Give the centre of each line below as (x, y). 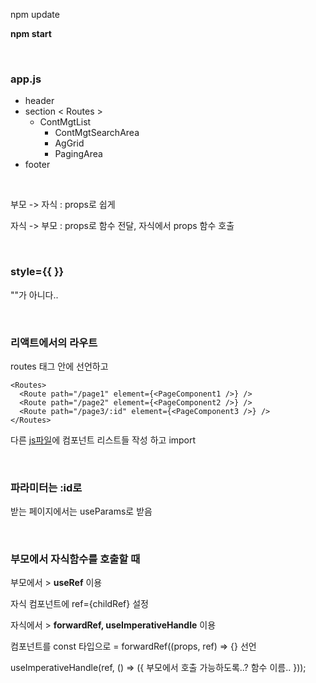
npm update (35, 14)
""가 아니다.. (34, 295)
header (39, 101)
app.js (26, 79)
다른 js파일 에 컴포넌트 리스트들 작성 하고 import (103, 440)
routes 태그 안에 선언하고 (59, 366)
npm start (31, 33)
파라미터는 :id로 (46, 487)
